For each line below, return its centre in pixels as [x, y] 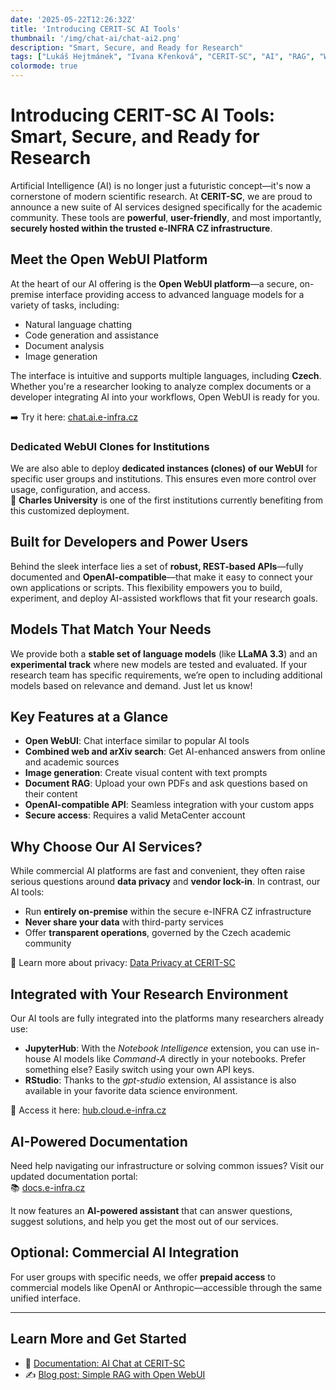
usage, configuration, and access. [80, 490]
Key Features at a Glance [89, 717]
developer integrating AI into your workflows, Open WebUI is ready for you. [165, 397]
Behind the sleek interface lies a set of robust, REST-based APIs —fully [157, 566]
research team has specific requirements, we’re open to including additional [166, 675]
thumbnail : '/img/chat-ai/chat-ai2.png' [96, 38]
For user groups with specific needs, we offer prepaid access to [143, 1277]
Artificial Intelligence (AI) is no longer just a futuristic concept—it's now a [161, 185]
